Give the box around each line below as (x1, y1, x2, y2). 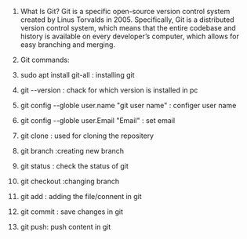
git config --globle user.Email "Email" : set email (20, 116, 176, 125)
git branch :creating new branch (20, 147, 125, 155)
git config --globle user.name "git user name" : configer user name (20, 101, 237, 110)
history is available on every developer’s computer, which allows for (20, 31, 240, 41)
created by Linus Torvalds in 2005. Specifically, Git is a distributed (20, 15, 234, 24)
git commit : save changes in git (20, 207, 124, 216)
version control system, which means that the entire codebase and (20, 24, 236, 32)
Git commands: (20, 55, 70, 64)
